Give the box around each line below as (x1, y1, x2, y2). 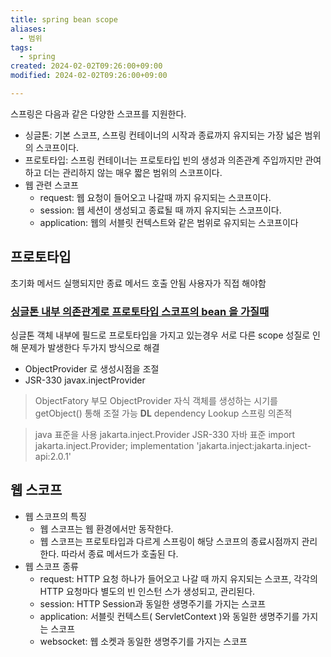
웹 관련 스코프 (24, 179, 79, 191)
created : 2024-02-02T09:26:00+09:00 (10, 61, 163, 71)
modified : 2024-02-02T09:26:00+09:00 (10, 71, 168, 81)
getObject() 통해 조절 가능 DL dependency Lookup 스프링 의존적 (34, 407, 293, 419)
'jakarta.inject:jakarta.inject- (196, 439, 312, 451)
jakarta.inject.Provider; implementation (34, 439, 195, 451)
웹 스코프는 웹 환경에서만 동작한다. (39, 522, 174, 535)
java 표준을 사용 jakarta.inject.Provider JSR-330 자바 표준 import (34, 428, 296, 440)
